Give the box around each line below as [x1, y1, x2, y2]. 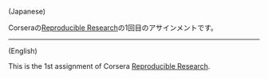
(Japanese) [8, 7, 46, 16]
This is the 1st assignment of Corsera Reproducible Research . [8, 62, 211, 70]
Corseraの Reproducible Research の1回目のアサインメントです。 [8, 23, 218, 32]
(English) [8, 47, 37, 55]
